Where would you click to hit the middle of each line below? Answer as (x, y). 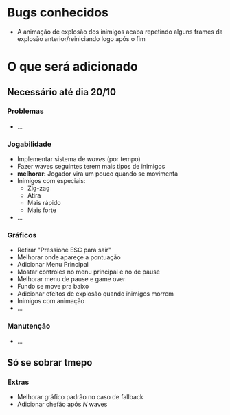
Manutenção (29, 326)
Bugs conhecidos (58, 13)
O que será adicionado (73, 67)
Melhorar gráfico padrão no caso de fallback (80, 397)
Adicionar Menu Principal (53, 265)
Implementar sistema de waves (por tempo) (79, 159)
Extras (18, 382)
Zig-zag (38, 188)
